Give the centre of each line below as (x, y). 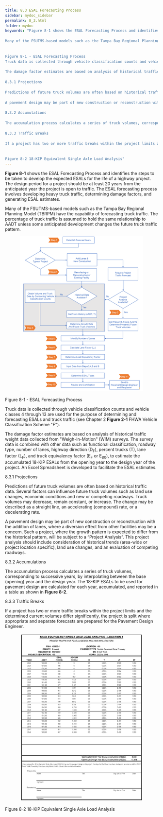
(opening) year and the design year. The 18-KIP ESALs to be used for (74, 581)
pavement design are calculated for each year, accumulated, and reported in (81, 587)
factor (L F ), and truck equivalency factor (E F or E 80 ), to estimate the (73, 456)
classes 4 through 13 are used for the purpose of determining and (71, 414)
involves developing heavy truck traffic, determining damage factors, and (78, 194)
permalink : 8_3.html (26, 20)
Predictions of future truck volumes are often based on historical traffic (76, 486)
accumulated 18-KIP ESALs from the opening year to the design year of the (80, 462)
